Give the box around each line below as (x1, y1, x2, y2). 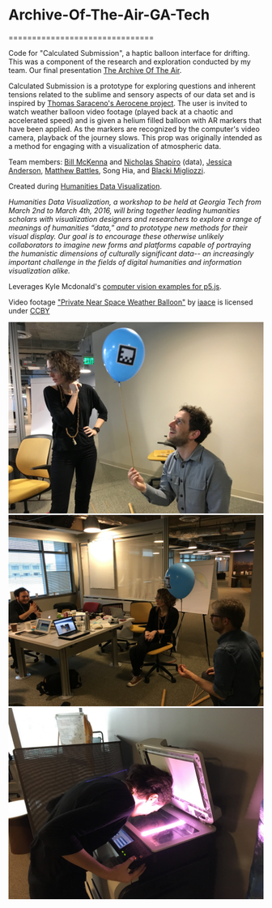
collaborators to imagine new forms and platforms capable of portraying (8, 240, 252, 249)
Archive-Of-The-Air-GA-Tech (8, 6, 210, 24)
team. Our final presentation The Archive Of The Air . (8, 65, 182, 75)
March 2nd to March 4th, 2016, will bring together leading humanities (8, 205, 240, 215)
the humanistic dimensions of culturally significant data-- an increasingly (8, 249, 254, 258)
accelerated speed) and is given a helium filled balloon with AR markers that (8, 115, 262, 125)
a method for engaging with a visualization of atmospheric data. (8, 141, 221, 151)
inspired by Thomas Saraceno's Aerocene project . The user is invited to (8, 98, 248, 108)
